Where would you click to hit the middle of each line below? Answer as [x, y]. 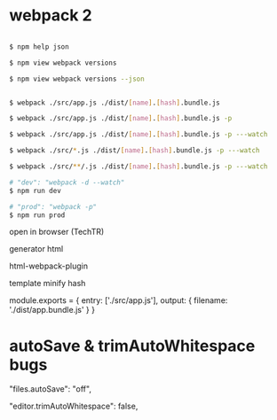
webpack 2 [51, 16]
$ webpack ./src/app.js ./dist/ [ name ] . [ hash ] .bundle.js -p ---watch [138, 135]
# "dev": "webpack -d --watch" [67, 183]
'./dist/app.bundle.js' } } [52, 310]
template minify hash [47, 284]
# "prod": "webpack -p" [53, 206]
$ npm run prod [37, 215]
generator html [36, 249]
